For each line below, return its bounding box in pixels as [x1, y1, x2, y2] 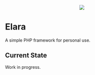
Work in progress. [5, 64, 41, 70]
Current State [5, 51, 47, 60]
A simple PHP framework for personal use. [5, 37, 91, 43]
